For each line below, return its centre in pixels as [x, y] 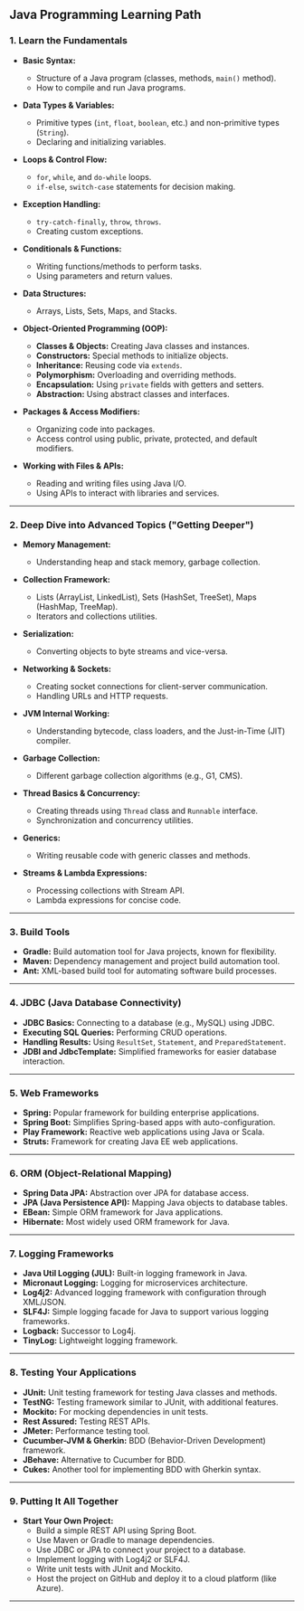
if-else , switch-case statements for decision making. [136, 186]
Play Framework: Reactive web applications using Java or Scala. [143, 1132]
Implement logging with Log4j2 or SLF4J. [113, 1559]
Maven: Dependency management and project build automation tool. [151, 962]
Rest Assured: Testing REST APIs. [86, 1421]
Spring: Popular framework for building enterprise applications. [141, 1113]
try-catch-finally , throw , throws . [99, 222]
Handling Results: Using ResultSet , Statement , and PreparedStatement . [154, 1042]
